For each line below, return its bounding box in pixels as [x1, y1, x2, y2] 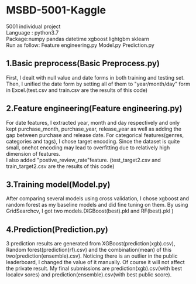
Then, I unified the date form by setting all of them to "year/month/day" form [6, 80, 190, 87]
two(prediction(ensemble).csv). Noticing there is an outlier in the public [6, 252, 178, 259]
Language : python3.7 [6, 29, 59, 36]
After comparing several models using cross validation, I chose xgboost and [6, 195, 189, 202]
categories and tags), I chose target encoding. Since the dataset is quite [6, 138, 180, 145]
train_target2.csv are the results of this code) [6, 162, 115, 170]
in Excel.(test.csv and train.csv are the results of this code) [6, 86, 148, 94]
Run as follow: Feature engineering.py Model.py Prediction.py [6, 42, 155, 49]
